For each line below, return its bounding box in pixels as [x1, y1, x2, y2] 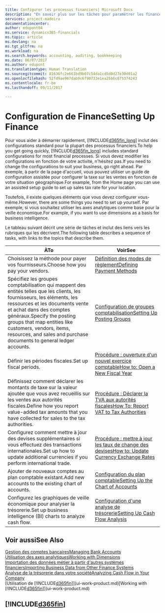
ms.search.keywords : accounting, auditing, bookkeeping [5, 53, 122, 58]
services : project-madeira [5, 16, 60, 21]
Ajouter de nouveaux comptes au [7, 468, 84, 475]
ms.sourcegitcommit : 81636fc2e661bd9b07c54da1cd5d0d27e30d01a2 [5, 72, 137, 76]
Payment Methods [95, 267, 137, 274]
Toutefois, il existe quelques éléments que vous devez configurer [5, 194, 137, 200]
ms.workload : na [5, 48, 38, 53]
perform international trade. [7, 460, 71, 467]
